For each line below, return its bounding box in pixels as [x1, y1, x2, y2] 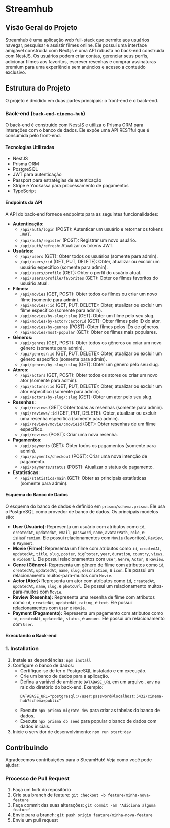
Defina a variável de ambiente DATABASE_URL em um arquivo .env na [20, 678, 160, 685]
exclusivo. [5, 69, 26, 75]
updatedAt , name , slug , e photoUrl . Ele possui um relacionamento [12, 583, 147, 589]
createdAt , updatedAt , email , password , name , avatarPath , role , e [12, 529, 145, 535]
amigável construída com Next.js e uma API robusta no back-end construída [5, 48, 165, 53]
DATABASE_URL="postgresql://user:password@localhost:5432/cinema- [20, 694, 164, 699]
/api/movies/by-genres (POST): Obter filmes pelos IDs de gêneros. [20, 323, 160, 330]
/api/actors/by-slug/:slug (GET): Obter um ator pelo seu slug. [20, 394, 153, 400]
